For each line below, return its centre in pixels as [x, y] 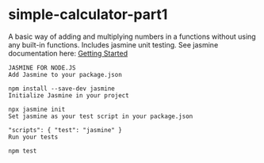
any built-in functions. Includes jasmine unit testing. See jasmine [113, 44]
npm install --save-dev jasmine [61, 89]
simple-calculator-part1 [88, 15]
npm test [23, 151]
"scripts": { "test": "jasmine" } [65, 130]
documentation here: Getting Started [68, 53]
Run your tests [33, 137]
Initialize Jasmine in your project [69, 95]
